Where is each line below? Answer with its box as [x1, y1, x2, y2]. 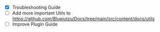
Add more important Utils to [12, 10, 71, 16]
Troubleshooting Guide [12, 5, 61, 10]
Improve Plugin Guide [12, 21, 58, 27]
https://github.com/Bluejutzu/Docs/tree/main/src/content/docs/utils [12, 16, 155, 22]
